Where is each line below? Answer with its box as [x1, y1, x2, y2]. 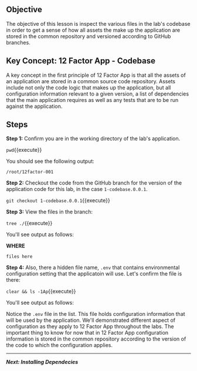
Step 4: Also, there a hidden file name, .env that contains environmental [6, 264, 180, 271]
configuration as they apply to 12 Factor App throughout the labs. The [6, 323, 174, 330]
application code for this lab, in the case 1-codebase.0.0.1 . [6, 186, 148, 193]
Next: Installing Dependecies [6, 359, 79, 366]
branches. [6, 39, 30, 46]
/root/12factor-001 [6, 169, 54, 175]
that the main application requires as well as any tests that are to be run [6, 96, 179, 103]
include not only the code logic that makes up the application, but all [6, 84, 171, 91]
